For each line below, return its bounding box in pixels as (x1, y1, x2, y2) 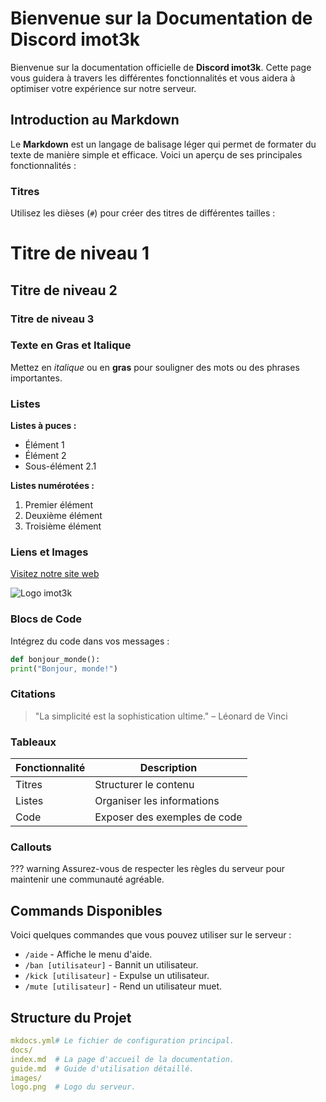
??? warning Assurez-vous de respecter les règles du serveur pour (10, 863, 286, 875)
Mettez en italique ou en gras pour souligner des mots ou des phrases (10, 361, 300, 373)
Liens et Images (10, 545, 89, 559)
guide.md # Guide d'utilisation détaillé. (10, 1063, 195, 1074)
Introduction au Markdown (10, 112, 180, 129)
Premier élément (24, 499, 93, 511)
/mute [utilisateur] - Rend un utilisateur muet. (24, 980, 223, 992)
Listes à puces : (10, 420, 77, 432)
